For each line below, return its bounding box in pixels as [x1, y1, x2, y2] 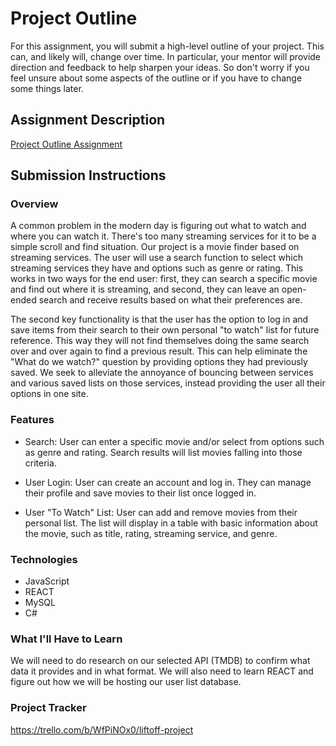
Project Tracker [10, 701, 87, 715]
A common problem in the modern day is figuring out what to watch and [10, 220, 307, 232]
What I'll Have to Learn [10, 632, 123, 646]
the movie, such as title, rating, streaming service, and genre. [24, 527, 278, 539]
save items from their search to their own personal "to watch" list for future [10, 324, 320, 336]
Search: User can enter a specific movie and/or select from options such [24, 435, 325, 447]
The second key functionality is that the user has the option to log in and [10, 313, 309, 326]
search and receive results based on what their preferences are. [38, 294, 303, 306]
